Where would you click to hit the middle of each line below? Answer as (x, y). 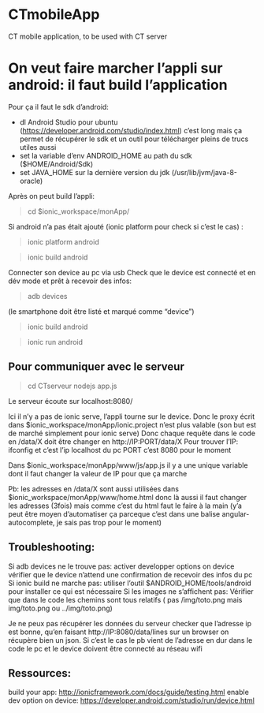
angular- (236, 513)
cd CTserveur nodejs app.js (72, 386)
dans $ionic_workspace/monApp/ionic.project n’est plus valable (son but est (132, 424)
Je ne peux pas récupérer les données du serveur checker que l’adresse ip (130, 623)
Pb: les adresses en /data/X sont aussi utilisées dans (94, 489)
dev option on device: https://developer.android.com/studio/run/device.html (131, 700)
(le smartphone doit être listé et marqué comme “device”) (101, 311)
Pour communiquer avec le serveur (97, 367)
